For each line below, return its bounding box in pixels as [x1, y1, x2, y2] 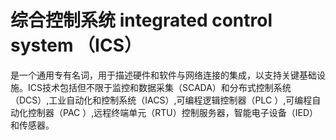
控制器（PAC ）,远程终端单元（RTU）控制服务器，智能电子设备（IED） [27, 106, 319, 118]
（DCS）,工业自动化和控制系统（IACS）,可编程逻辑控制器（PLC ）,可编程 [10, 94, 313, 106]
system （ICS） [10, 34, 142, 57]
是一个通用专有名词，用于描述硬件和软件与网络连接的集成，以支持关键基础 [10, 69, 317, 81]
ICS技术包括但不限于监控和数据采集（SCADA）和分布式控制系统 [27, 81, 292, 93]
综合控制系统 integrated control [10, 9, 273, 32]
